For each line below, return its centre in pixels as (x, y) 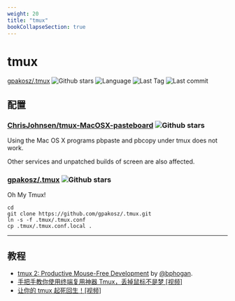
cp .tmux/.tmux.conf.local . (50, 226)
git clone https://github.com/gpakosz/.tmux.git (79, 214)
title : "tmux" (28, 20)
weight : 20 (23, 14)
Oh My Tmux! (27, 195)
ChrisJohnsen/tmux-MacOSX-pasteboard (80, 125)
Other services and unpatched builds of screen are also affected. (101, 161)
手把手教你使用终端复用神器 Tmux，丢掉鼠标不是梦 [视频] (100, 282)
